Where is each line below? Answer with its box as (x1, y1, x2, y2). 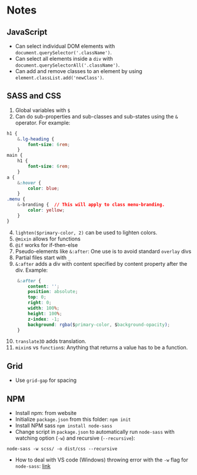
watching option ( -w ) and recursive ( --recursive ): (15, 434, 135, 442)
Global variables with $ (15, 107, 71, 114)
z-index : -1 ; (28, 316, 60, 322)
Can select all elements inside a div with (15, 55, 113, 62)
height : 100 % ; (28, 311, 62, 316)
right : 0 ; (28, 300, 52, 306)
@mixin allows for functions (15, 235, 81, 242)
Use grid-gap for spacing (15, 377, 77, 384)
